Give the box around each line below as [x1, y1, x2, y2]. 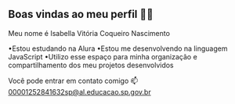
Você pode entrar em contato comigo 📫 [8, 76, 139, 85]
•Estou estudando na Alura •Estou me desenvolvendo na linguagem [8, 44, 228, 53]
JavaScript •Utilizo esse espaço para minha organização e [8, 52, 197, 61]
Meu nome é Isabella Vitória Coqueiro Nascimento [8, 28, 171, 38]
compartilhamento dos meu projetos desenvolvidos [8, 60, 174, 70]
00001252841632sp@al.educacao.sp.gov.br [8, 87, 151, 96]
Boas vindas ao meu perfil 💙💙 [8, 8, 154, 21]
